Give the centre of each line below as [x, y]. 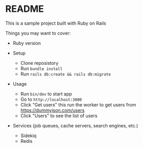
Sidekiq [29, 135]
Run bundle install [41, 68]
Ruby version [27, 43]
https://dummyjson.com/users [52, 110]
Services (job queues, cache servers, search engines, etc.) [75, 125]
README [25, 9]
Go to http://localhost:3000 [51, 99]
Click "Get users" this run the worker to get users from [78, 105]
